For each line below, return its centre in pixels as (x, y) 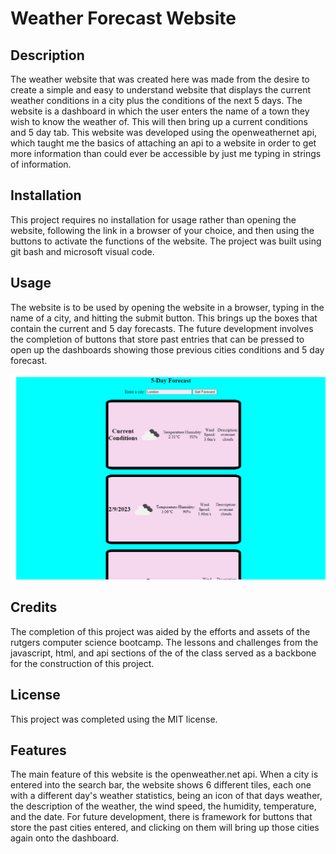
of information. (41, 164)
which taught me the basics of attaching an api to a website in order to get (163, 143)
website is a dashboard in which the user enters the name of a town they (160, 111)
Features (38, 750)
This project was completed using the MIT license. (114, 719)
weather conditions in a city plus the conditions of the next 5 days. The (156, 100)
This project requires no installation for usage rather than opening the (153, 219)
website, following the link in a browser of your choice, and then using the (162, 230)
